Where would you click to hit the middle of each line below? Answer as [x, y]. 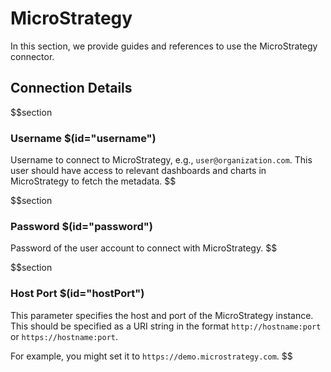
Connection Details [71, 88]
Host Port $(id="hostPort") [77, 294]
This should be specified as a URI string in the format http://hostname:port [166, 326]
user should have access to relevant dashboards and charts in [138, 171]
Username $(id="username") [83, 138]
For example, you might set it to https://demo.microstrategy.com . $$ [151, 356]
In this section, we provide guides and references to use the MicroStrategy [164, 46]
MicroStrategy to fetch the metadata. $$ [93, 181]
